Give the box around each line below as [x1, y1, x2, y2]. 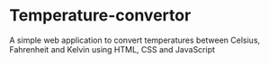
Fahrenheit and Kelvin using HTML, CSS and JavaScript [9, 44, 216, 54]
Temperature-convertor [9, 5, 192, 26]
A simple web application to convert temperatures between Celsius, [9, 35, 261, 45]
